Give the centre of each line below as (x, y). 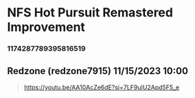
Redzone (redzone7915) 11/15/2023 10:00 (98, 71)
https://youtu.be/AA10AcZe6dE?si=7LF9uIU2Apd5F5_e (102, 87)
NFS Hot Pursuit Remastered (90, 13)
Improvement (46, 27)
